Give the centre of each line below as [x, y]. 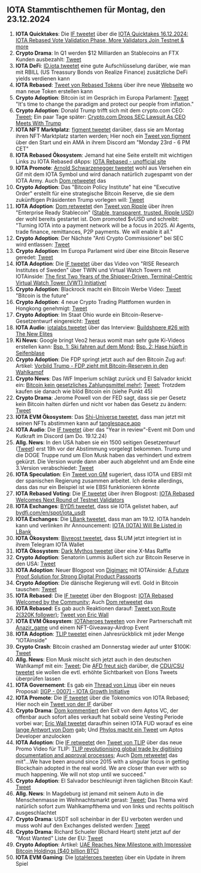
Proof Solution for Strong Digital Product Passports [78, 576]
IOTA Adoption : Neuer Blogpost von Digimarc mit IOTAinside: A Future [102, 570]
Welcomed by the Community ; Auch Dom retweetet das [84, 602]
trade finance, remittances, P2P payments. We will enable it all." [94, 231]
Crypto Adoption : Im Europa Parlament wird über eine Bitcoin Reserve [102, 251]
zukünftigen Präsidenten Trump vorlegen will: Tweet [80, 199]
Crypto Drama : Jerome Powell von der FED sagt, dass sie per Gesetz [101, 397]
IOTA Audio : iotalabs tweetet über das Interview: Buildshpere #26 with [102, 327]
